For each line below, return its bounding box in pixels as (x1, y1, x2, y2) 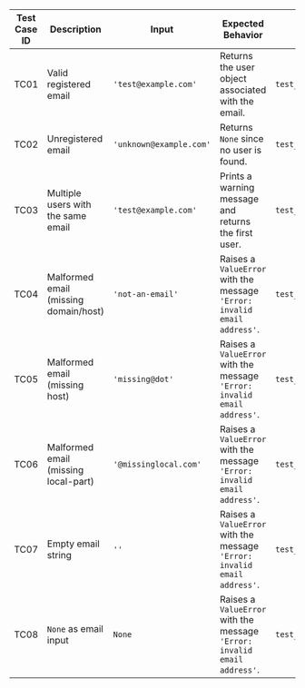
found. (219, 155, 248, 167)
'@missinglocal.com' (113, 459, 202, 469)
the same (46, 210, 87, 221)
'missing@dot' (113, 374, 174, 384)
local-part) (46, 476, 94, 487)
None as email (46, 623, 104, 634)
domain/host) (46, 305, 104, 317)
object (219, 73, 247, 84)
